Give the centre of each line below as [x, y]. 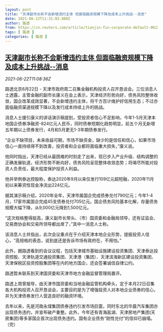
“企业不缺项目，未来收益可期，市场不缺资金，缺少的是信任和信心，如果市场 [81, 140]
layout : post [18, 9]
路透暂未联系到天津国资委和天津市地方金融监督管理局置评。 [65, 273]
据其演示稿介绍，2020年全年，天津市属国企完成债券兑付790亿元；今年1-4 [79, 195]
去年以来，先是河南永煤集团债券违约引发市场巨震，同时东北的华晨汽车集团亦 [81, 306]
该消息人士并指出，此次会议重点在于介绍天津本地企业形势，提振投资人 [75, 234]
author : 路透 [17, 23]
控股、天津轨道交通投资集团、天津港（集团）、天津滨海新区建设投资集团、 [82, 257]
